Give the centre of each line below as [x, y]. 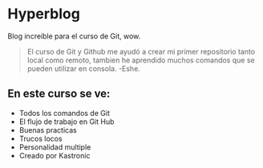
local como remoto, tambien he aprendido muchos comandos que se [141, 60]
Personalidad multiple [55, 147]
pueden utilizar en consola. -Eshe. [84, 68]
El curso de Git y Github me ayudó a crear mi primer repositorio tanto [141, 51]
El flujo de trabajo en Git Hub [67, 122]
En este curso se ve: [59, 94]
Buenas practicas [48, 130]
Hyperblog [44, 14]
